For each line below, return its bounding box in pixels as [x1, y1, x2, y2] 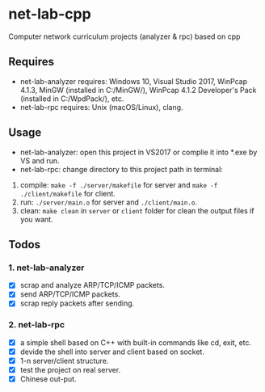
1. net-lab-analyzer [8, 262, 85, 273]
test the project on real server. [19, 365, 121, 374]
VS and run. [19, 155, 60, 166]
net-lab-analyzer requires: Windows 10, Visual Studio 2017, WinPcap [19, 76, 248, 86]
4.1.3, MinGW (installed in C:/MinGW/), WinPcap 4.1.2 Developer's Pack [19, 85, 257, 95]
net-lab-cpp [8, 5, 91, 23]
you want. [19, 214, 54, 224]
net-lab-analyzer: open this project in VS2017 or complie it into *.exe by [19, 147, 258, 157]
